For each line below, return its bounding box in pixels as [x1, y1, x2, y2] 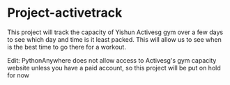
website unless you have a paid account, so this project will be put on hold [7, 63, 221, 72]
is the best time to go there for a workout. [7, 42, 127, 51]
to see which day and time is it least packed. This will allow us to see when [7, 35, 222, 43]
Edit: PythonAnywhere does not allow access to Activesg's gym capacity [7, 56, 217, 64]
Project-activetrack [7, 5, 123, 21]
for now [7, 71, 30, 79]
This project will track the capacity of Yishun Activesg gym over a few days [7, 28, 224, 36]
